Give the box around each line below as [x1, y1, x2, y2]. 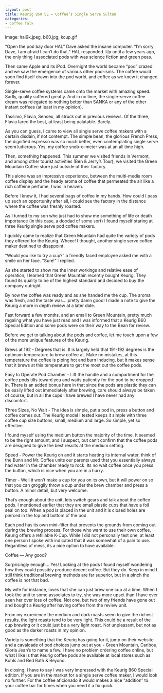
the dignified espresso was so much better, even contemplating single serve [5, 139, 158, 145]
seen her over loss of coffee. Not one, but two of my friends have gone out [5, 597, 155, 603]
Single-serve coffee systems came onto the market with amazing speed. [5, 88, 151, 94]
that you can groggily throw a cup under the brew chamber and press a [5, 482, 148, 488]
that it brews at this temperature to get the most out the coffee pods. [5, 362, 143, 368]
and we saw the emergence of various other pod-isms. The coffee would [5, 69, 152, 75]
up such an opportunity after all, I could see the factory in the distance [5, 198, 146, 204]
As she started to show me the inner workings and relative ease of [5, 267, 138, 273]
